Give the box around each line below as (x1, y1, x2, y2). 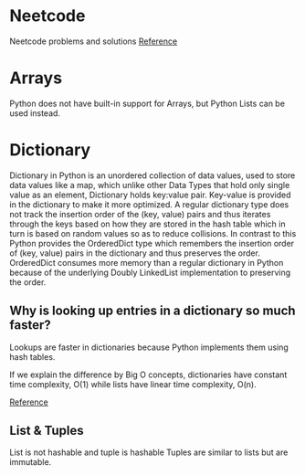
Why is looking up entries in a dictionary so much (9, 303, 296, 319)
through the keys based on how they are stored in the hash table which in (9, 218, 286, 229)
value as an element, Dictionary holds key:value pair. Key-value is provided (9, 189, 291, 200)
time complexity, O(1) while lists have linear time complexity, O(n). (9, 378, 258, 389)
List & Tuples (9, 423, 84, 438)
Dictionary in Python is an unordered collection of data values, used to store (9, 170, 296, 181)
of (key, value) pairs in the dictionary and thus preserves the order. (9, 248, 260, 259)
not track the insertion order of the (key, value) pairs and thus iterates (9, 208, 271, 219)
